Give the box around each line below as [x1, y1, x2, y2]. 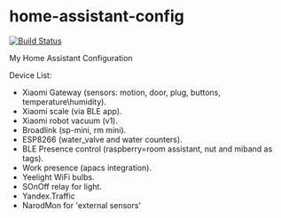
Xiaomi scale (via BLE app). [21, 105, 122, 116]
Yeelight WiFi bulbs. [21, 171, 95, 183]
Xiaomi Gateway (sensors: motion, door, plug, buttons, [21, 87, 222, 97]
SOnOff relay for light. [21, 181, 102, 191]
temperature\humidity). [21, 96, 106, 107]
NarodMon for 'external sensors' [21, 199, 142, 210]
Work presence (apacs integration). [21, 162, 152, 173]
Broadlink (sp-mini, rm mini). [21, 124, 127, 135]
